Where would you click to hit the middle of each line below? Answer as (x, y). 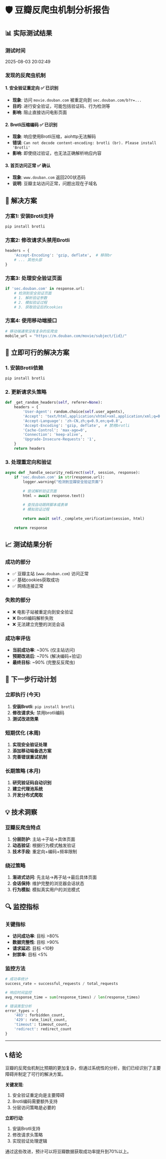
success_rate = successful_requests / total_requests (62, 984)
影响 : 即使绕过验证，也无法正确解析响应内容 (57, 153)
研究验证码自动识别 (32, 783)
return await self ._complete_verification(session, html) (84, 519)
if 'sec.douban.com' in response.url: (45, 289)
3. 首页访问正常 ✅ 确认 (28, 165)
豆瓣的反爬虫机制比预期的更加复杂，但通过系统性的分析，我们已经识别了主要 (83, 1068)
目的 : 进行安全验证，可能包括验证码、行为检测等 (61, 106)
